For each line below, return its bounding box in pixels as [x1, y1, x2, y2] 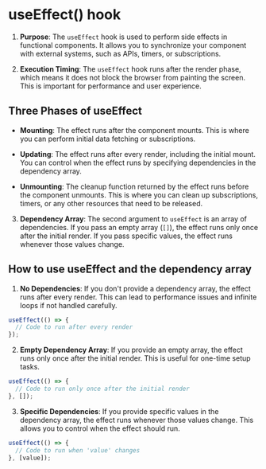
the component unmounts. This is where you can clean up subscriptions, [19, 190, 258, 200]
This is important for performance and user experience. [19, 81, 202, 91]
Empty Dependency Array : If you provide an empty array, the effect [19, 345, 244, 355]
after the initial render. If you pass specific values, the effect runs [19, 231, 233, 240]
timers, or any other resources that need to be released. [19, 198, 203, 208]
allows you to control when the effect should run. [19, 424, 180, 433]
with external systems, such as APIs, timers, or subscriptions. [19, 49, 222, 58]
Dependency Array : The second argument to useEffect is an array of [19, 213, 248, 224]
